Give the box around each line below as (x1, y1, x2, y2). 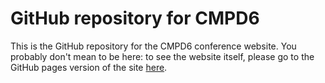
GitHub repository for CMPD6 (10, 7, 260, 30)
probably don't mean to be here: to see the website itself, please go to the (10, 50, 315, 62)
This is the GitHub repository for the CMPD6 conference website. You (10, 40, 297, 52)
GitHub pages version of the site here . (10, 61, 168, 73)
